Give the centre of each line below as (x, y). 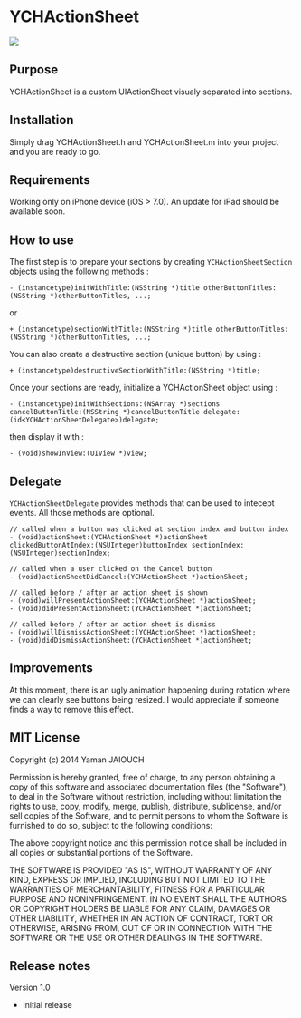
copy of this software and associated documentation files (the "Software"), (149, 787)
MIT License (45, 737)
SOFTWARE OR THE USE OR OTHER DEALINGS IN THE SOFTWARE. (136, 937)
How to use (42, 240)
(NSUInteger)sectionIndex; (60, 553)
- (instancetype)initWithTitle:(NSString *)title (105, 288)
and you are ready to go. (55, 151)
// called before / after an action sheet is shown (108, 593)
